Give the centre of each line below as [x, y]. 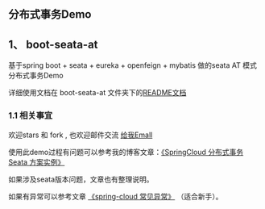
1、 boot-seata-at [53, 44]
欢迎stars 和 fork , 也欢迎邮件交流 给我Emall [81, 135]
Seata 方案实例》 [37, 162]
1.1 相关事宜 [31, 115]
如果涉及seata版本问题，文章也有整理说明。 [81, 179]
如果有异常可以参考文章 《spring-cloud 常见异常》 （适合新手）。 [116, 196]
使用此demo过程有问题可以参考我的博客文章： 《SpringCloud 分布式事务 [126, 152]
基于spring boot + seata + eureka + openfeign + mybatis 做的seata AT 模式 [133, 65]
